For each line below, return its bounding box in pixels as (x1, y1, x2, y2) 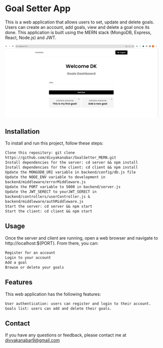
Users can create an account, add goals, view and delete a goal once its (5, 24, 150, 30)
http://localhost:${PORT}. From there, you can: (5, 240, 99, 246)
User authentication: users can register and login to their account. (5, 301, 151, 306)
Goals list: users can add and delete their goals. (5, 306, 112, 311)
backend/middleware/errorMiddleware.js (5, 179, 86, 184)
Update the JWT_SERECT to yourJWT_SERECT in (5, 189, 97, 194)
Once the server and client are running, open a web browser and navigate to (5, 235, 158, 241)
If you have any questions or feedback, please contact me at (5, 332, 127, 338)
